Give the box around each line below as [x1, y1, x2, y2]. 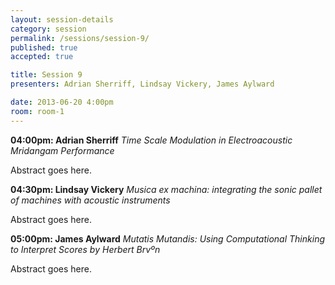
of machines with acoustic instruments [10, 194, 171, 206]
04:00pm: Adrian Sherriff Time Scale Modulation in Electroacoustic [10, 134, 293, 146]
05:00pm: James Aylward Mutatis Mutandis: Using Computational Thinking [10, 232, 325, 245]
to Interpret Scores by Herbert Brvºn [10, 243, 161, 255]
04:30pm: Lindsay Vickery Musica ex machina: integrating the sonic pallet [10, 183, 323, 195]
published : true [10, 42, 78, 53]
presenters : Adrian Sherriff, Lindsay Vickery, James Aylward [10, 79, 275, 90]
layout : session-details [10, 14, 114, 25]
